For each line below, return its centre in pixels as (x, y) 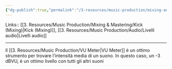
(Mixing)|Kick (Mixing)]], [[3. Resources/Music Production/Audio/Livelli (80, 30)
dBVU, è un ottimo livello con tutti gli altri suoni (55, 61)
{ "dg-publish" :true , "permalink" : (41, 10)
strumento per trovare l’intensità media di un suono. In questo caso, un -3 (83, 55)
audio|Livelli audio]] (26, 35)
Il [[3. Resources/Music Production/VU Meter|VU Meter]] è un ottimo (78, 50)
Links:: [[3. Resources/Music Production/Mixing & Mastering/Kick (74, 25)
